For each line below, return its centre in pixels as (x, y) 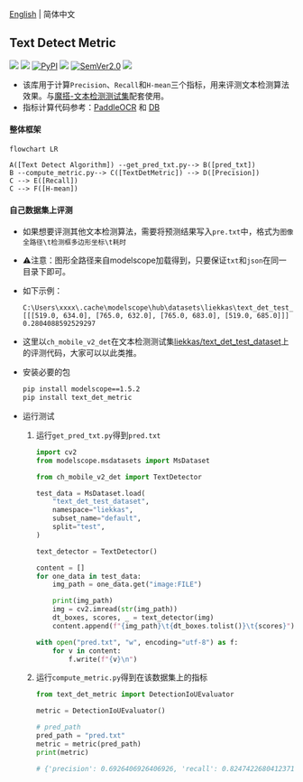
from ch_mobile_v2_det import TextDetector (119, 477)
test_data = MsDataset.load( (91, 493)
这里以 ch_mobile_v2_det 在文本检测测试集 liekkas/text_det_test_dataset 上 (156, 341)
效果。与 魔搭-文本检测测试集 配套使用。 (96, 96)
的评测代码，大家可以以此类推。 (82, 353)
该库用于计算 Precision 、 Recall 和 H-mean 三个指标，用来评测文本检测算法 (156, 84)
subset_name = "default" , (97, 518)
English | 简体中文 (42, 14)
